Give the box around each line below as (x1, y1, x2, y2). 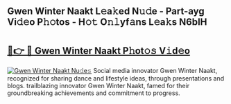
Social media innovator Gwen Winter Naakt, (93, 67, 218, 74)
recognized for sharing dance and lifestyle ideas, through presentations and (7, 74, 224, 82)
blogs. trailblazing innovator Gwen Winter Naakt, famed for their (7, 82, 189, 90)
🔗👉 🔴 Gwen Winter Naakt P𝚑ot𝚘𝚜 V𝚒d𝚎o (7, 45, 191, 56)
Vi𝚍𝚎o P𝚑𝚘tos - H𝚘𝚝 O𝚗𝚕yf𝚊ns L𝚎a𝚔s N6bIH (7, 17, 207, 28)
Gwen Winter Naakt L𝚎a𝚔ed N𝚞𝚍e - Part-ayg (7, 6, 205, 17)
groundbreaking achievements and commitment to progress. (7, 89, 180, 97)
